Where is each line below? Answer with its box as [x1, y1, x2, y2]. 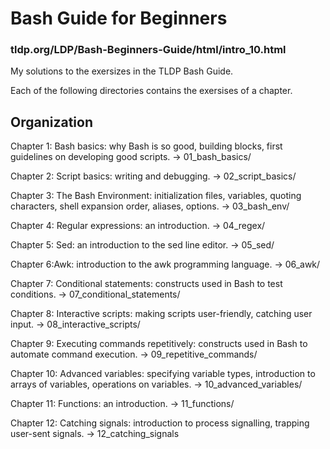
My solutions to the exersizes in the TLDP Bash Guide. [10, 65, 234, 77]
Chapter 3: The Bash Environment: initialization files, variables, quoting [10, 190, 302, 202]
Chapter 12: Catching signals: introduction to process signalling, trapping [10, 417, 310, 429]
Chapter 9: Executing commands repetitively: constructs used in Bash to [10, 338, 308, 350]
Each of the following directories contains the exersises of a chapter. [10, 85, 293, 97]
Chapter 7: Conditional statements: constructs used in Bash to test [10, 278, 283, 290]
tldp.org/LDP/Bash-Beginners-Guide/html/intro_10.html [10, 43, 287, 57]
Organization [10, 113, 93, 131]
